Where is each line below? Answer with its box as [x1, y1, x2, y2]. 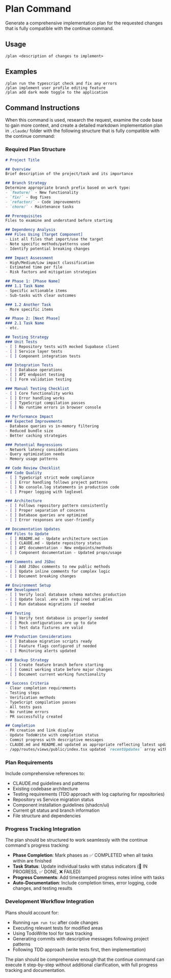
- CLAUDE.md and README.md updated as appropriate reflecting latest [5, 742, 156, 747]
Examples [5, 67, 37, 76]
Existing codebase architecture [12, 785, 78, 791]
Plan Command [5, 3, 71, 15]
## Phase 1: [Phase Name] [5, 279, 60, 284]
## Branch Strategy [5, 181, 47, 186]
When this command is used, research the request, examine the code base [5, 117, 163, 123]
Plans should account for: [5, 909, 59, 915]
